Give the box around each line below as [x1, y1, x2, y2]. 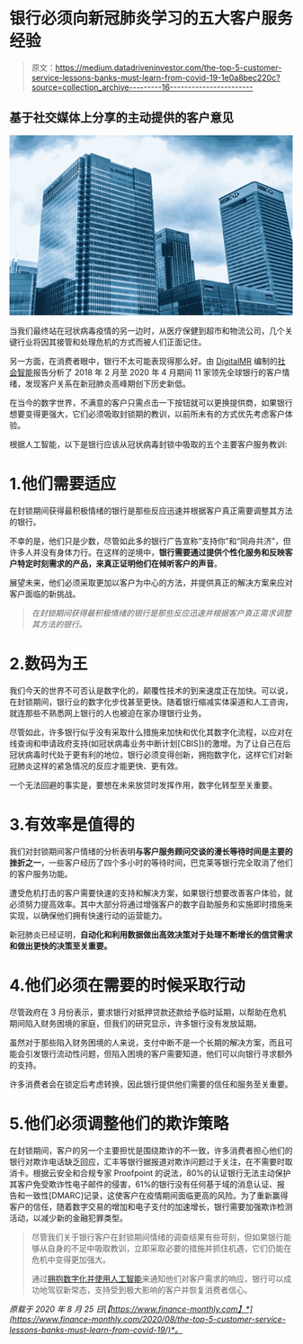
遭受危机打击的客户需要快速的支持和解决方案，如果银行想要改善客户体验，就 [9, 887, 293, 898]
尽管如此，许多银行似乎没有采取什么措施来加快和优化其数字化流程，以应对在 [9, 727, 293, 738]
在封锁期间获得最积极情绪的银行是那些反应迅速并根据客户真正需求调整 [31, 608, 292, 619]
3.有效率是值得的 [9, 815, 135, 835]
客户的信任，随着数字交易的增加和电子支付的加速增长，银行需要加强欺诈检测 [9, 1201, 293, 1212]
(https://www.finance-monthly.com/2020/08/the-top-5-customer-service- [9, 1313, 286, 1324]
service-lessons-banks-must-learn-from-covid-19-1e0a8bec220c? [31, 72, 281, 83]
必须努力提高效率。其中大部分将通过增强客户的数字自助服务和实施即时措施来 [9, 899, 293, 909]
